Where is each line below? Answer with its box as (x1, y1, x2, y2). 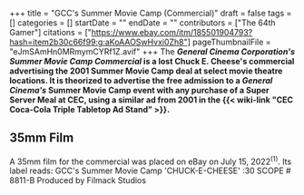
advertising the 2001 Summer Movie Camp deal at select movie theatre (9, 65, 283, 76)
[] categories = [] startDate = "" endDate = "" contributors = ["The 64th (9, 17, 276, 28)
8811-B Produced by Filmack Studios (9, 175, 147, 186)
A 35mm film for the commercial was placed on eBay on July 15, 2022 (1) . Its (9, 154, 292, 167)
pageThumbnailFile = (191, 36, 271, 47)
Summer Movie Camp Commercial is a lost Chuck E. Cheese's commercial (9, 56, 295, 66)
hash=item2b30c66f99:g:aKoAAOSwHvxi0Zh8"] (9, 36, 191, 47)
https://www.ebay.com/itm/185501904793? (91, 27, 253, 37)
